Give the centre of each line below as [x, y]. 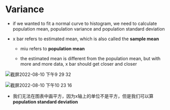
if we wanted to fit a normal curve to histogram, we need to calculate [85, 23]
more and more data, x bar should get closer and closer [79, 64]
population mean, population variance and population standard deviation [89, 29]
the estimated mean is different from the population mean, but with [90, 58]
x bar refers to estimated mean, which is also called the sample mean [86, 39]
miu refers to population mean [52, 48]
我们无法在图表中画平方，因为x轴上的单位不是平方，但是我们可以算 [83, 96]
